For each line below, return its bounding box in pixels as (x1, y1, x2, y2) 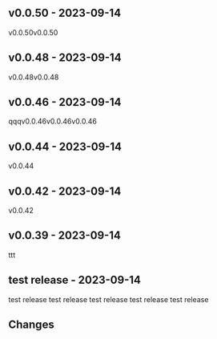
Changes (8, 318, 54, 332)
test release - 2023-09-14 (8, 273, 142, 287)
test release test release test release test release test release (8, 294, 209, 304)
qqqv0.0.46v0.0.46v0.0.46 (8, 116, 98, 127)
